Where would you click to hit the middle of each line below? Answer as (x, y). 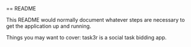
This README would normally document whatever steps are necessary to (95, 20)
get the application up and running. (49, 26)
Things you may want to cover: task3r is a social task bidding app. (86, 37)
